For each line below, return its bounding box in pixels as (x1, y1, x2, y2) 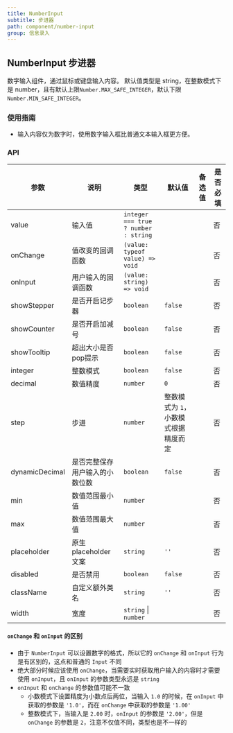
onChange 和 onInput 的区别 (7, 632, 83, 640)
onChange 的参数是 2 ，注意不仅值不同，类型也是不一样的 (27, 718, 187, 726)
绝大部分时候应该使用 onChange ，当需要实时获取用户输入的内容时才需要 (17, 666, 221, 674)
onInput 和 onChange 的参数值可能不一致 (17, 683, 130, 691)
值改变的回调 (71, 245, 114, 255)
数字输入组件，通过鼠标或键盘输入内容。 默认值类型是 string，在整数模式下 (7, 77, 222, 85)
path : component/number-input (7, 23, 95, 30)
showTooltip (10, 347, 51, 357)
